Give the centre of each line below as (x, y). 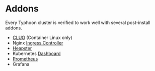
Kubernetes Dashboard (36, 53)
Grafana (21, 64)
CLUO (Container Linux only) (43, 37)
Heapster (22, 48)
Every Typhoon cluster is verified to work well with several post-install (78, 22)
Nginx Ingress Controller (38, 42)
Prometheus (25, 58)
